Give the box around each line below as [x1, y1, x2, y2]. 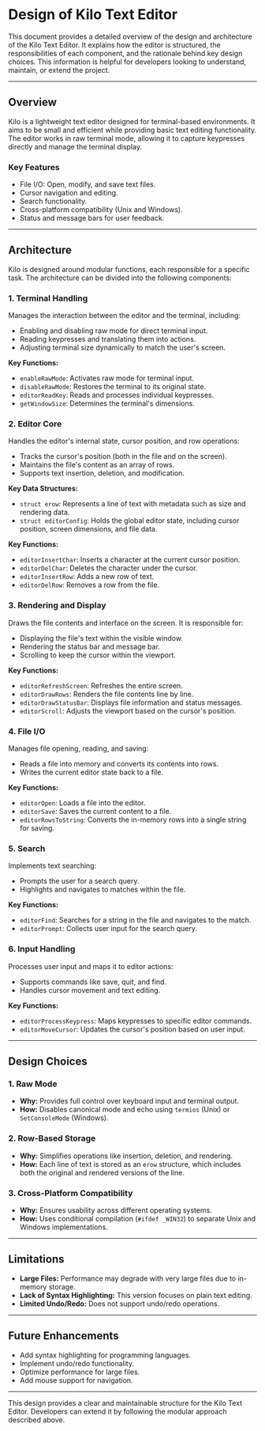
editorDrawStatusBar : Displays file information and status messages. [19, 698, 243, 707]
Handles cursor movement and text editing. [19, 985, 161, 994]
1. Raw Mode [8, 1078, 58, 1089]
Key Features [8, 161, 61, 172]
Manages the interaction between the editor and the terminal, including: [8, 311, 241, 320]
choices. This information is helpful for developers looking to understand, [8, 57, 247, 66]
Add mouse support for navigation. [19, 1375, 133, 1385]
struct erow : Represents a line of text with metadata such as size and [19, 499, 246, 509]
